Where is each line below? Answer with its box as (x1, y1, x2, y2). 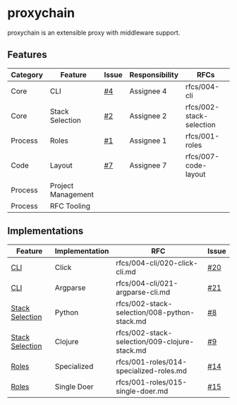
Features (7, 49, 47, 61)
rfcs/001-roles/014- (116, 357, 188, 367)
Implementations (7, 225, 84, 237)
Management (49, 189, 94, 199)
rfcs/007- (185, 151, 220, 161)
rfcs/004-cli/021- (116, 278, 178, 288)
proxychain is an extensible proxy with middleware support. (7, 28, 181, 37)
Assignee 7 (129, 160, 167, 170)
